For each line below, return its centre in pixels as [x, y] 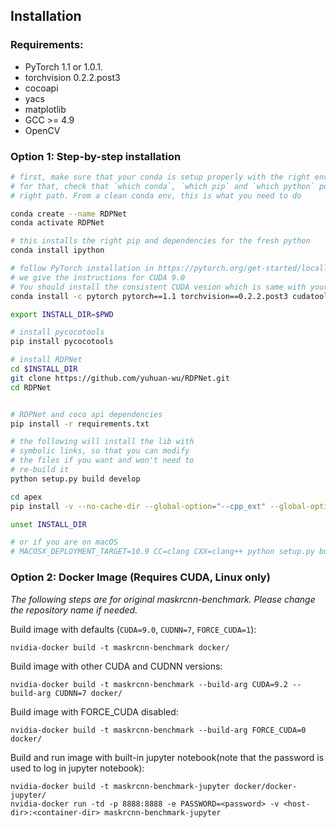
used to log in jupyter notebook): [77, 768]
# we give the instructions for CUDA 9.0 [98, 277]
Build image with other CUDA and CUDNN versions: [116, 666]
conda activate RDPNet [57, 223]
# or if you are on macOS [64, 542]
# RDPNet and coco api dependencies [86, 414]
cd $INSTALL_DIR [44, 369]
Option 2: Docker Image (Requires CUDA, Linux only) [140, 577]
